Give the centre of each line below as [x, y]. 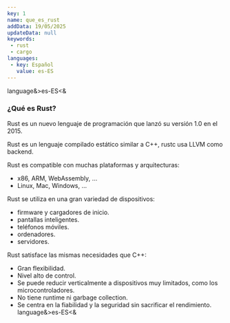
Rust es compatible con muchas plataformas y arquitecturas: [93, 165]
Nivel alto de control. [46, 275]
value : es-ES [35, 71]
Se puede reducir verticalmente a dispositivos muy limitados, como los [117, 282]
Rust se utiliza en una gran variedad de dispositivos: [81, 199]
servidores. [33, 241]
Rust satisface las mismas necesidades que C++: [77, 255]
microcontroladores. [46, 290]
